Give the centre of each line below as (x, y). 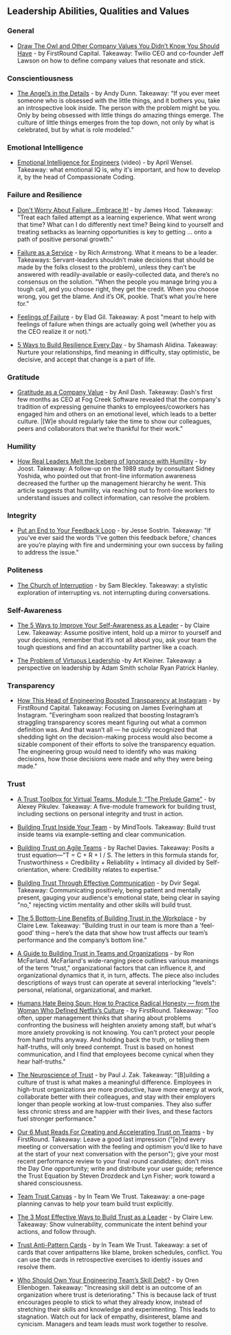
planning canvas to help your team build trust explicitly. (95, 1203)
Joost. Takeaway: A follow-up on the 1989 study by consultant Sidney (116, 469)
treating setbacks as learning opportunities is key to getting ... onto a (114, 232)
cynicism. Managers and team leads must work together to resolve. (112, 1324)
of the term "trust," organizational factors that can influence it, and (111, 967)
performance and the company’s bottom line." (82, 940)
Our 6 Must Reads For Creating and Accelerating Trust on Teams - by (115, 1132)
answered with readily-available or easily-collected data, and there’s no (118, 274)
